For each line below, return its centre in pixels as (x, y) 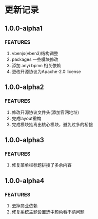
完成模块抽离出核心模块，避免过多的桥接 (52, 124)
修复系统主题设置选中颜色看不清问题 (48, 212)
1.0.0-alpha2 (24, 87)
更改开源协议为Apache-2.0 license (46, 72)
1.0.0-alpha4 (24, 181)
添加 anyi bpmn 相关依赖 (36, 65)
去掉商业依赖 (24, 205)
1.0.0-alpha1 (23, 28)
